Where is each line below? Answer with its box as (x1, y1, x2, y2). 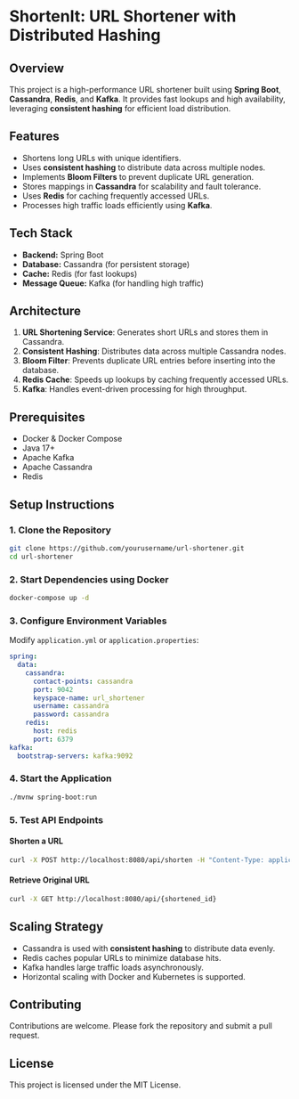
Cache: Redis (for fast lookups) (21, 268, 138, 279)
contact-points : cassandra (32, 677, 133, 686)
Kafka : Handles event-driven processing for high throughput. (21, 384, 247, 395)
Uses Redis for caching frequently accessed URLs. (21, 190, 210, 201)
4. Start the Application (9, 772, 112, 785)
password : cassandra (32, 710, 109, 719)
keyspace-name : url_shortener (32, 693, 145, 703)
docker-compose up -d (9, 593, 90, 602)
